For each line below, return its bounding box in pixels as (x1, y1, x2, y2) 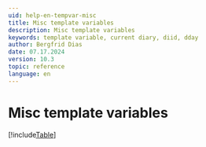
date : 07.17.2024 (8, 48, 65, 56)
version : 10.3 (8, 56, 55, 64)
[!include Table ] (8, 130, 57, 139)
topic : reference (8, 63, 65, 71)
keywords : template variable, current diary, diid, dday (8, 33, 199, 42)
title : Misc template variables (8, 19, 114, 27)
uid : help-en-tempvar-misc (8, 11, 97, 20)
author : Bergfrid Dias (8, 41, 83, 49)
